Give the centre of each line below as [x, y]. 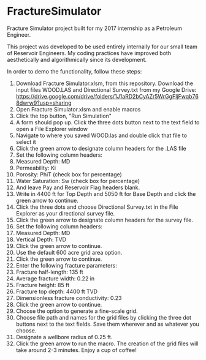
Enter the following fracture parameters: [66, 265]
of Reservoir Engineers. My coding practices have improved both [89, 53]
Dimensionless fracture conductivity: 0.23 [69, 298]
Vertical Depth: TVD [41, 239]
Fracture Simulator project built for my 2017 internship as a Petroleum [95, 28]
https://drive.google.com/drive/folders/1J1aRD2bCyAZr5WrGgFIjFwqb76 [107, 96]
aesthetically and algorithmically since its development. [77, 59]
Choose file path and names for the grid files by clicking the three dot [104, 317]
